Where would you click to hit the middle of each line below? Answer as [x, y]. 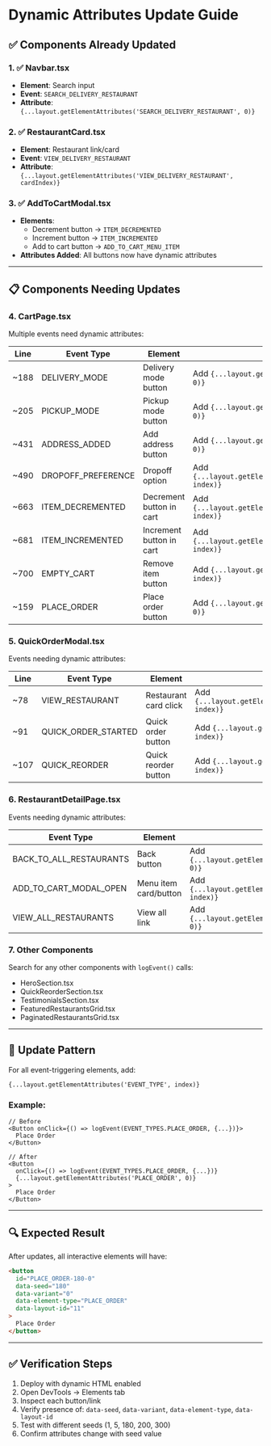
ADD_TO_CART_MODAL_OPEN [70, 888]
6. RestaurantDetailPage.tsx [65, 799]
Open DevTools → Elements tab [73, 1392]
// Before [25, 1122]
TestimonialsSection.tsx [59, 1001]
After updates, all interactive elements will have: [88, 1256]
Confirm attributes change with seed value [91, 1433]
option [155, 481]
